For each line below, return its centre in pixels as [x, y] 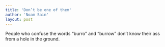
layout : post [19, 19]
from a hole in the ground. [33, 39]
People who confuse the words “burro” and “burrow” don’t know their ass [83, 34]
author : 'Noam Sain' [27, 15]
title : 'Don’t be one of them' [38, 10]
